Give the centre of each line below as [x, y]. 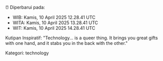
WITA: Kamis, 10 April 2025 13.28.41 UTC [55, 23]
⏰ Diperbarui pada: [25, 7]
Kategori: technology [27, 53]
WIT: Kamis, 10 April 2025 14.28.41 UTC [54, 28]
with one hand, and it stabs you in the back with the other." [67, 43]
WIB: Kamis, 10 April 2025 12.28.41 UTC [54, 17]
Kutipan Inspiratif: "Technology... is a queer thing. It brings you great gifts [81, 38]
